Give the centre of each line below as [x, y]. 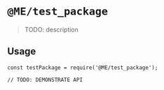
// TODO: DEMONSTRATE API [45, 80]
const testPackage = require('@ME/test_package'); [83, 68]
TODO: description [52, 29]
